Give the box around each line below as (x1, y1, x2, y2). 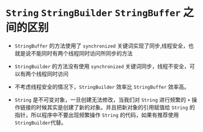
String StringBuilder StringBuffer (6, 7, 181, 19)
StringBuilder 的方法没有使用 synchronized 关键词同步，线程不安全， (14, 62, 190, 70)
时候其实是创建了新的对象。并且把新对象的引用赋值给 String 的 (35, 103, 195, 111)
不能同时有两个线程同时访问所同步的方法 (31, 49, 133, 57)
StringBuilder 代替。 (14, 119, 67, 126)
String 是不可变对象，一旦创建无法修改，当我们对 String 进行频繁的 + (14, 96, 191, 103)
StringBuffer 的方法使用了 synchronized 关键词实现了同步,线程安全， (14, 42, 189, 49)
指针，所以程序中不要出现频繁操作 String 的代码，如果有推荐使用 (14, 111, 179, 119)
